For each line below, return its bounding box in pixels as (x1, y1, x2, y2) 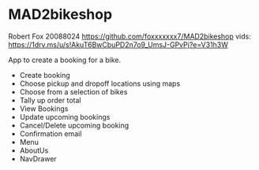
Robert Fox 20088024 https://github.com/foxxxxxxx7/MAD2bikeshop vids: (8, 31, 251, 41)
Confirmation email (19, 128, 82, 139)
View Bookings (19, 104, 69, 113)
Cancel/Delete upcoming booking (19, 120, 129, 130)
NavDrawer (19, 153, 57, 163)
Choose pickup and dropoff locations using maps (19, 79, 181, 88)
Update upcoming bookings (19, 112, 111, 121)
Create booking (19, 70, 71, 79)
